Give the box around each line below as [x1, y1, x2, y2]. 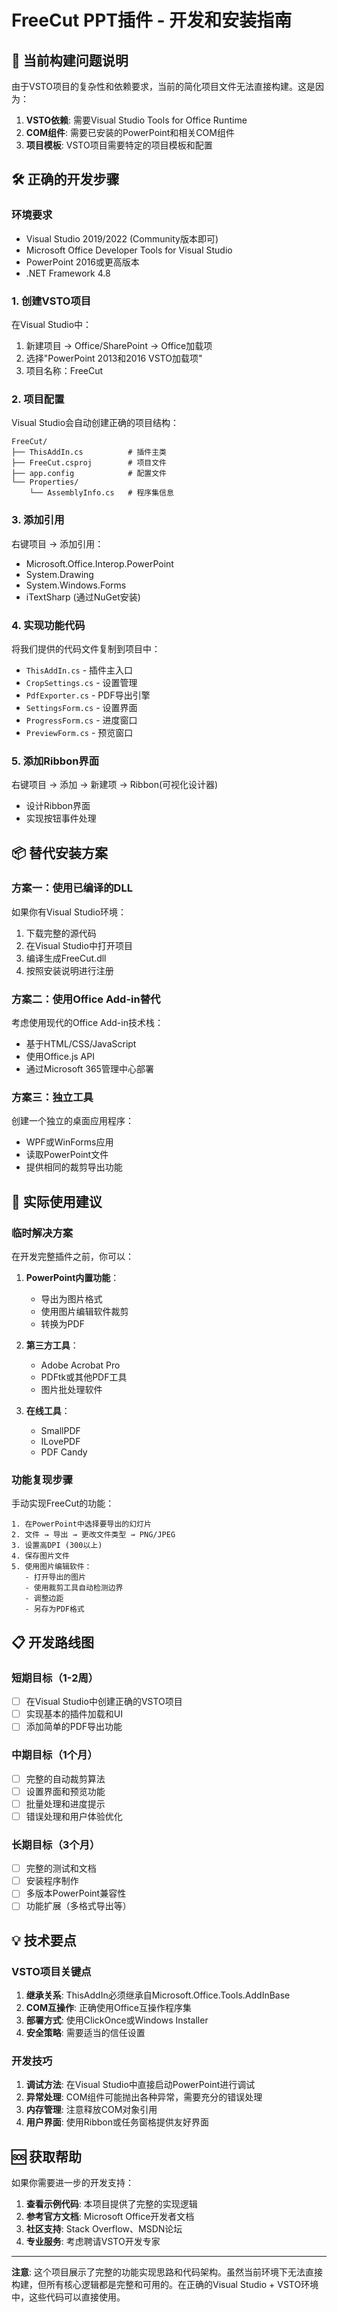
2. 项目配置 [11, 392, 65, 406]
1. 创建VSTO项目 [11, 294, 92, 308]
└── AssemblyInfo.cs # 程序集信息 [29, 488, 174, 498]
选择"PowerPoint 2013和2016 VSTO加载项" [25, 352, 203, 364]
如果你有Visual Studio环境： [11, 906, 128, 918]
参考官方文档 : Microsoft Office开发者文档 [25, 2211, 195, 2223]
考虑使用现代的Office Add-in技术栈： [11, 1017, 164, 1029]
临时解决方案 [11, 1226, 74, 1240]
